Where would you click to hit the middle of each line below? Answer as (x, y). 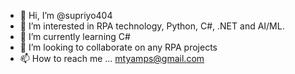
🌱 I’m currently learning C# (75, 36)
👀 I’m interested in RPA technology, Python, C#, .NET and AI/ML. (152, 26)
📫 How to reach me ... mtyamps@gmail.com (112, 58)
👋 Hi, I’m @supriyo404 (66, 15)
